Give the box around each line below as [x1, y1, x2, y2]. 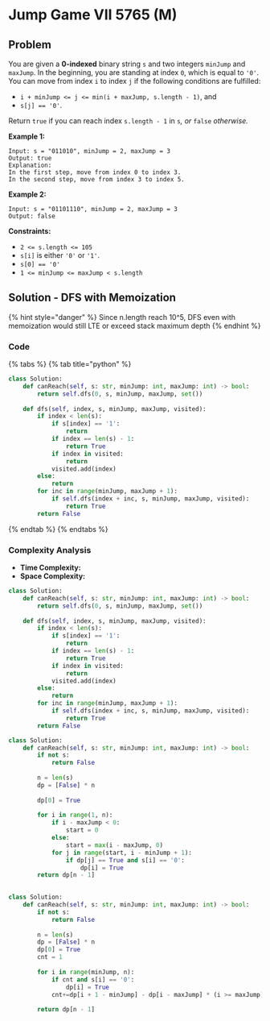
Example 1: [8, 131, 46, 141]
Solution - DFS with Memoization [8, 291, 177, 305]
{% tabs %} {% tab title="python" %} [8, 359, 132, 369]
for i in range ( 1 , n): [37, 811, 113, 820]
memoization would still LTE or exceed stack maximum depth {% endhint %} [8, 321, 261, 330]
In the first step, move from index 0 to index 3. [8, 168, 182, 176]
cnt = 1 [37, 953, 63, 961]
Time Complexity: [19, 562, 82, 573]
